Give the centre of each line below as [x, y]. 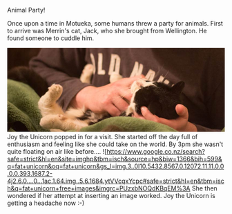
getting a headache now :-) [46, 203]
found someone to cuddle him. [51, 38]
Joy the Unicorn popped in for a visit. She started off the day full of [103, 137]
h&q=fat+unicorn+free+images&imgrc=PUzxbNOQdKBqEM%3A [99, 188]
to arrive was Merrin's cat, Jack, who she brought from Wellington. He [107, 31]
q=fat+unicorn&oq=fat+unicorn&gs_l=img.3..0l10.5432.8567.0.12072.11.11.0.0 [116, 166]
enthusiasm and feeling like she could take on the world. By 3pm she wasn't [115, 144]
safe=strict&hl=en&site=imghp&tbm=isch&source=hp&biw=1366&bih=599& [115, 159]
